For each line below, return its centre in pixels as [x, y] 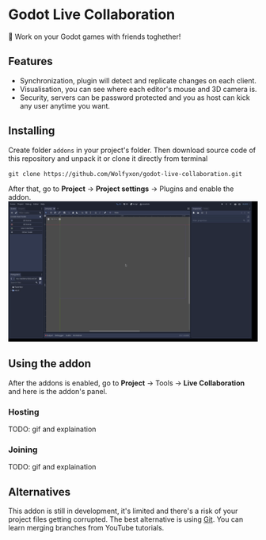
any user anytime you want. [65, 105]
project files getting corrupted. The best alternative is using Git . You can [126, 519]
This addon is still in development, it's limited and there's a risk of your [123, 511]
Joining [23, 450]
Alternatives [40, 492]
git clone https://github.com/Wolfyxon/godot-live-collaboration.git [125, 174]
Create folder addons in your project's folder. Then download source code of [132, 150]
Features [30, 61]
